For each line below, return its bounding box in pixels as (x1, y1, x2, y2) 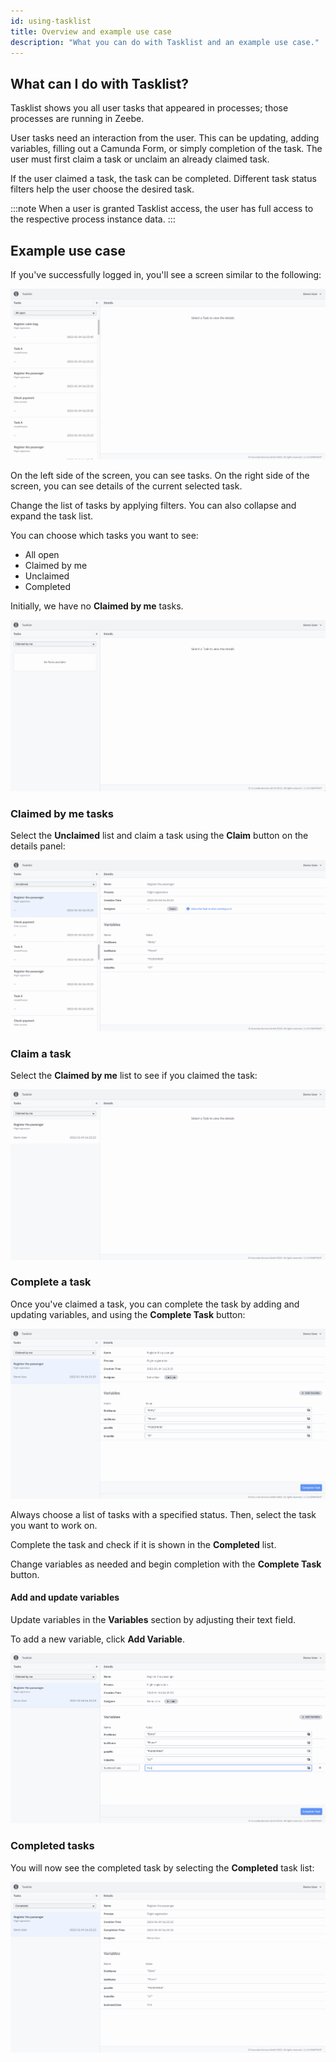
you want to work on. (10, 1519, 98, 1531)
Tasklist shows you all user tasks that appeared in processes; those (10, 102, 289, 114)
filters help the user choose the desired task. (10, 183, 195, 195)
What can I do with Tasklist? (10, 75, 190, 92)
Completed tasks (10, 1839, 95, 1853)
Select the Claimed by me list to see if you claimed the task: (10, 1070, 258, 1082)
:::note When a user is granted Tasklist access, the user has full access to (10, 203, 314, 215)
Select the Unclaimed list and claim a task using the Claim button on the (10, 830, 309, 842)
